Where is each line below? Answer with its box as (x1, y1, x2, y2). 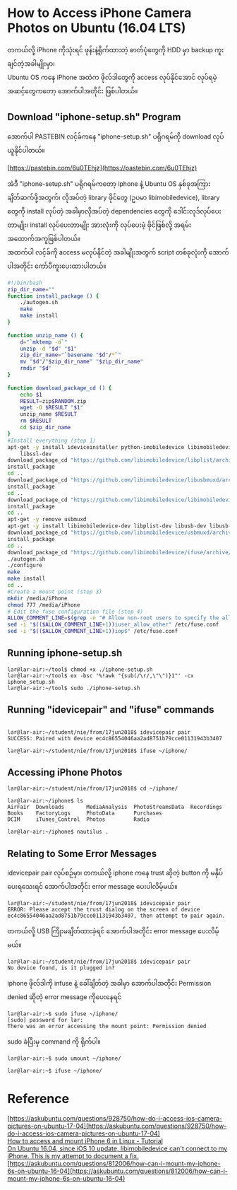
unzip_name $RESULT (20, 411, 78, 418)
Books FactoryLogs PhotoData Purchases (7, 810, 162, 817)
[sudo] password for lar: (7, 1017, 83, 1024)
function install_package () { (7, 292, 99, 300)
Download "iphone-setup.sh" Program (7, 111, 181, 123)
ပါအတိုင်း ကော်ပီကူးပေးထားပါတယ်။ (7, 262, 107, 270)
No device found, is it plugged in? (7, 964, 115, 972)
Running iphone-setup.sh (7, 647, 123, 659)
